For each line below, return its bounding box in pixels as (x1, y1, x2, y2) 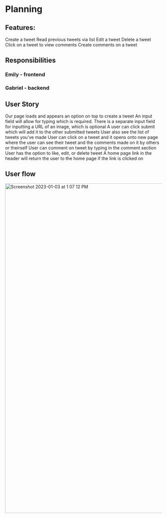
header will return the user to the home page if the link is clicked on (5, 155, 144, 161)
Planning (5, 3, 43, 15)
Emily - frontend (5, 71, 46, 78)
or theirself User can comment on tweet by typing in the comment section (5, 145, 157, 151)
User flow (5, 170, 36, 178)
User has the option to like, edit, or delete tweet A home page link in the (5, 150, 152, 156)
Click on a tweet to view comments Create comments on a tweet (5, 42, 138, 48)
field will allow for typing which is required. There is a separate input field (5, 119, 156, 125)
